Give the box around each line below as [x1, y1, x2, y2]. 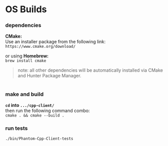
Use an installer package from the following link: [5, 39, 106, 45]
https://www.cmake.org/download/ [5, 44, 76, 49]
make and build [5, 91, 44, 98]
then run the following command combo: [5, 108, 90, 114]
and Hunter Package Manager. [17, 73, 82, 79]
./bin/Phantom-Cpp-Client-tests [5, 136, 73, 141]
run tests [5, 125, 28, 132]
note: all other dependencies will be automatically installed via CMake [17, 67, 163, 73]
